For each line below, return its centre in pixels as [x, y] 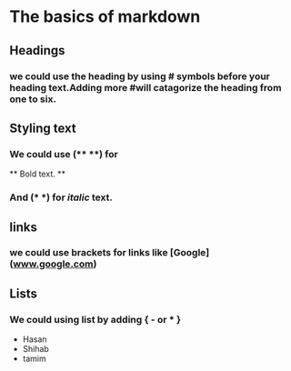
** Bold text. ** [38, 174]
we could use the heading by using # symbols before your [140, 76]
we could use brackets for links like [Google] [110, 253]
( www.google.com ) [53, 264]
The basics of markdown [105, 17]
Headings [37, 50]
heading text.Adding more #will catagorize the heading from [145, 87]
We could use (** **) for [64, 154]
